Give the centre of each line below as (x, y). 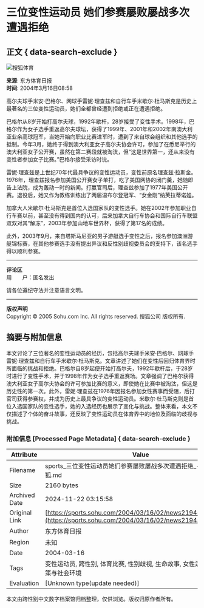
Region (19, 542)
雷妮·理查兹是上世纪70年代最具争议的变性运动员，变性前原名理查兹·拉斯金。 (101, 172)
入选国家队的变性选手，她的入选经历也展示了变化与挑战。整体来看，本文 (102, 406)
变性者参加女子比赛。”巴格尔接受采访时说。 (59, 159)
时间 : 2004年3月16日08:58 (39, 88)
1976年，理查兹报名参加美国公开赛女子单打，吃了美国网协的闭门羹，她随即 (100, 180)
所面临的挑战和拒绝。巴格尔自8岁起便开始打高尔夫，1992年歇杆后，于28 (97, 368)
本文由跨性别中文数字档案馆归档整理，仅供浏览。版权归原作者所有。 (91, 599)
